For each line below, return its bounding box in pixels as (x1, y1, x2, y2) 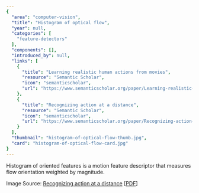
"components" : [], (11, 47, 57, 53)
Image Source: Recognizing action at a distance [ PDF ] (6, 179, 138, 187)
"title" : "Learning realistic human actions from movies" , (21, 69, 171, 75)
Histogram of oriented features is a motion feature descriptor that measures (6, 162, 191, 169)
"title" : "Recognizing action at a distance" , (21, 102, 139, 108)
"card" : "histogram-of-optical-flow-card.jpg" (11, 140, 129, 146)
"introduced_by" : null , (11, 53, 70, 58)
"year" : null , (11, 25, 46, 31)
